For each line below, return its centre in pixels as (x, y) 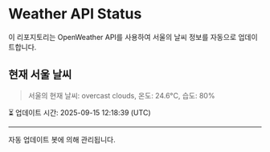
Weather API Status (75, 14)
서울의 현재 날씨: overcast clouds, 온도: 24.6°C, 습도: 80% (121, 95)
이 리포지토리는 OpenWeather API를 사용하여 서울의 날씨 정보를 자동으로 (123, 37)
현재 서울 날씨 (40, 75)
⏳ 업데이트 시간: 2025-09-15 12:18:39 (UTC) (80, 112)
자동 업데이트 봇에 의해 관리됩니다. (62, 139)
